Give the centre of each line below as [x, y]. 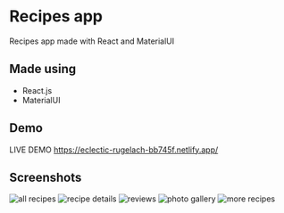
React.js [37, 90]
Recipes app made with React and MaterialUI [92, 41]
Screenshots [46, 177]
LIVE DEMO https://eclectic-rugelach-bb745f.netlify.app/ [114, 150]
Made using [43, 69]
